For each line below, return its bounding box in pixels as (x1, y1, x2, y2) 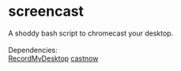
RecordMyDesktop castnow (8, 54, 99, 63)
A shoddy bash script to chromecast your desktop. (8, 28, 174, 38)
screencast (8, 2, 85, 21)
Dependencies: (8, 45, 58, 54)
